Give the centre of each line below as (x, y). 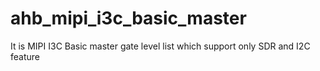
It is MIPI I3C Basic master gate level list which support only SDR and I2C (160, 46)
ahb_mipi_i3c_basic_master (128, 18)
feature (25, 56)
